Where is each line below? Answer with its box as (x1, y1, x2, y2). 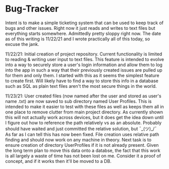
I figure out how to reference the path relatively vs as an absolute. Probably (5, 120, 162, 126)
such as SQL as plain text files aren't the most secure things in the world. (5, 83, 157, 89)
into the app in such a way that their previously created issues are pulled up (5, 67, 162, 73)
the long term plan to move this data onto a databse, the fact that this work (5, 147, 160, 153)
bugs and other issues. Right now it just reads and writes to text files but (5, 25, 155, 31)
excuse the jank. (5, 41, 39, 47)
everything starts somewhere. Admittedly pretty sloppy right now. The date (5, 30, 161, 36)
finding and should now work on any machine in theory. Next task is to (5, 137, 152, 143)
